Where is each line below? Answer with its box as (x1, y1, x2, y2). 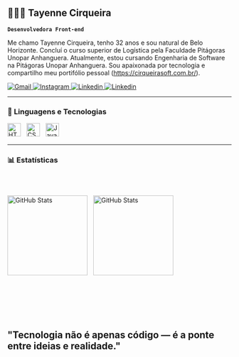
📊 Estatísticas (7, 155, 58, 165)
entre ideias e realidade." (7, 340, 121, 352)
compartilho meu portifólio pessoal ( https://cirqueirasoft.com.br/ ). (7, 68, 201, 77)
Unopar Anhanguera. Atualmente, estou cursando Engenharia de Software (7, 53, 225, 62)
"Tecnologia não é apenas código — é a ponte (7, 329, 215, 341)
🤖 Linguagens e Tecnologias (7, 106, 107, 116)
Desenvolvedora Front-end (7, 26, 84, 33)
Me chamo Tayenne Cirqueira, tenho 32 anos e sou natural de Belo (7, 38, 203, 47)
